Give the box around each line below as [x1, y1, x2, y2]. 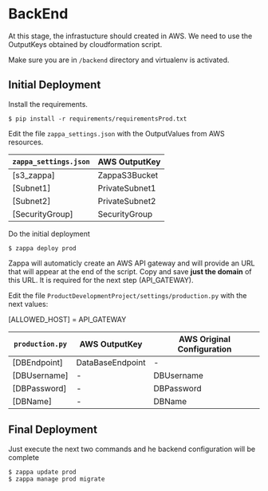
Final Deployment [8, 423, 98, 437]
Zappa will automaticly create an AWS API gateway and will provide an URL [8, 258, 255, 268]
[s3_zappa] [12, 169, 56, 180]
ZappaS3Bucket [97, 169, 158, 180]
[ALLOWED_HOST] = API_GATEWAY [8, 314, 127, 324]
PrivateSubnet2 [97, 195, 156, 206]
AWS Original [178, 333, 231, 344]
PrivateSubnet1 [97, 183, 156, 194]
